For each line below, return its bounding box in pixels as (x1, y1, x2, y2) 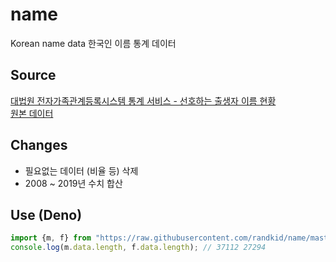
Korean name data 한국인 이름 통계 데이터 (10, 37, 177, 49)
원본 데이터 (10, 107, 54, 119)
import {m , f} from (10, 233, 92, 243)
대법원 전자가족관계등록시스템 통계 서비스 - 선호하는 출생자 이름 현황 (10, 94, 277, 107)
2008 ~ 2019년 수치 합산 (24, 177, 123, 189)
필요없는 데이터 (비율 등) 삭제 (24, 164, 139, 177)
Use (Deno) (10, 206, 83, 223)
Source (10, 67, 57, 84)
